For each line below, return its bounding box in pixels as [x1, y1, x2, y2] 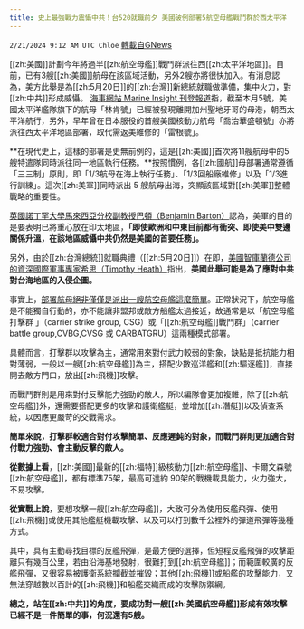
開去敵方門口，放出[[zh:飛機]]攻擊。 [9, 369, 144, 380]
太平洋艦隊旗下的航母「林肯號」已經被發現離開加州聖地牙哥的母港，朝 [16, 103, 279, 114]
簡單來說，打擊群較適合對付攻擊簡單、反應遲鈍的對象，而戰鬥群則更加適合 [9, 431, 287, 442]
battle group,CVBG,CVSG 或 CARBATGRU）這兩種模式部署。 [9, 328, 235, 338]
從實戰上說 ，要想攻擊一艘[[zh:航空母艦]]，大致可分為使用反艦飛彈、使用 [9, 503, 279, 514]
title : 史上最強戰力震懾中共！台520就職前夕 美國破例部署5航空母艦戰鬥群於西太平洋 [9, 13, 288, 23]
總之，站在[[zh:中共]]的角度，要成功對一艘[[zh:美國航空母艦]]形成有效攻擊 [9, 598, 288, 609]
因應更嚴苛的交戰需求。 [33, 411, 120, 422]
